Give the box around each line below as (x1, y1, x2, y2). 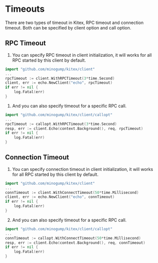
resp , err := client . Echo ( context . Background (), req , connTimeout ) (5, 240, 146, 245)
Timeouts (5, 3, 45, 15)
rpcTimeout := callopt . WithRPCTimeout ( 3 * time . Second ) (5, 121, 117, 126)
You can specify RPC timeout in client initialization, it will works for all (12, 52, 152, 58)
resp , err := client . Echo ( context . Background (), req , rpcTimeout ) (5, 126, 143, 131)
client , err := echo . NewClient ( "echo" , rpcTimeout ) (5, 80, 113, 85)
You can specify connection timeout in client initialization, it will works (12, 166, 153, 172)
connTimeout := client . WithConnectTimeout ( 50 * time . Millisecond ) (5, 190, 139, 195)
